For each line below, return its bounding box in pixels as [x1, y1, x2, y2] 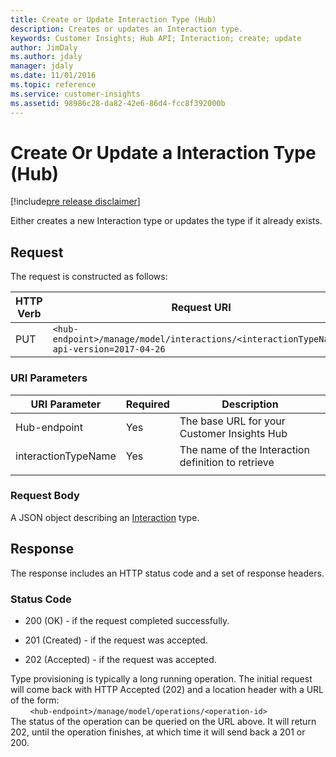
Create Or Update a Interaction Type [10, 141, 317, 164]
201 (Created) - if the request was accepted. [24, 634, 208, 646]
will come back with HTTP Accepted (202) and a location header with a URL [10, 683, 325, 695]
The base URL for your [179, 414, 286, 428]
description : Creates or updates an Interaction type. [10, 24, 244, 34]
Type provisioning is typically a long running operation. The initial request [10, 672, 313, 685]
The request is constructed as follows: [10, 271, 168, 283]
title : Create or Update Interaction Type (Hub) [10, 14, 217, 25]
